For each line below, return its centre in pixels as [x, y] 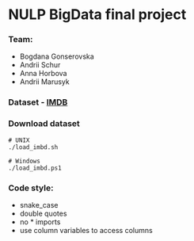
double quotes [43, 213]
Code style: [31, 188]
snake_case [39, 205]
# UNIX [19, 140]
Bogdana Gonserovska [57, 56]
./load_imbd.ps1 [35, 168]
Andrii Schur [40, 65]
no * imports [40, 222]
